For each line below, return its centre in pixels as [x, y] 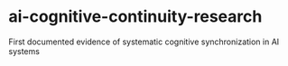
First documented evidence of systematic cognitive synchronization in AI [144, 42]
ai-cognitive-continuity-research [135, 17]
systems [24, 51]
